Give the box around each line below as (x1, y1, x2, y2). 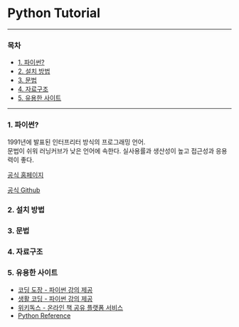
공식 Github (7, 185, 41, 194)
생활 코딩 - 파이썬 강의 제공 (17, 294, 93, 303)
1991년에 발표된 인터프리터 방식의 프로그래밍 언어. (7, 137, 146, 146)
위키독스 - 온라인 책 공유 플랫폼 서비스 (17, 303, 123, 311)
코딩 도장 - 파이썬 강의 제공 (17, 285, 93, 294)
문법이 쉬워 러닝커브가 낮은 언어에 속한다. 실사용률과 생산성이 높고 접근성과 (7, 146, 215, 155)
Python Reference (17, 311, 71, 320)
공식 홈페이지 (7, 170, 44, 179)
